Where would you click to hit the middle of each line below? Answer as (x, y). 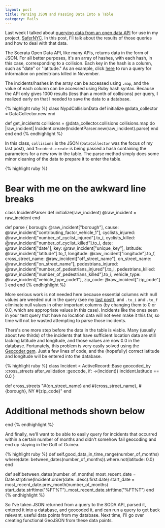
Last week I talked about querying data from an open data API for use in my (82, 33)
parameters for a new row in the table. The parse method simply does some (82, 154)
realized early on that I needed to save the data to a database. (68, 99)
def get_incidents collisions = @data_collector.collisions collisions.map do (80, 123)
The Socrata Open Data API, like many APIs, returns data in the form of (77, 53)
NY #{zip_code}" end (50, 391)
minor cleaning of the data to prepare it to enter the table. (63, 159)
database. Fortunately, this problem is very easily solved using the (72, 346)
